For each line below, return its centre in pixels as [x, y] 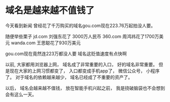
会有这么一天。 [21, 94]
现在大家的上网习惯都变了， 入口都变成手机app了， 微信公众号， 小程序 [84, 71]
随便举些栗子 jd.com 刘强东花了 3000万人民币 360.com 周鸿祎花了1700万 [82, 36]
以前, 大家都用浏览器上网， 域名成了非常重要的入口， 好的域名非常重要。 [81, 64]
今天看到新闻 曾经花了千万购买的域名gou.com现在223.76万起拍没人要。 [80, 25]
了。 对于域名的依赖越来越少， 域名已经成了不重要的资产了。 [69, 77]
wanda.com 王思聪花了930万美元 [46, 43]
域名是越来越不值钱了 [50, 10]
